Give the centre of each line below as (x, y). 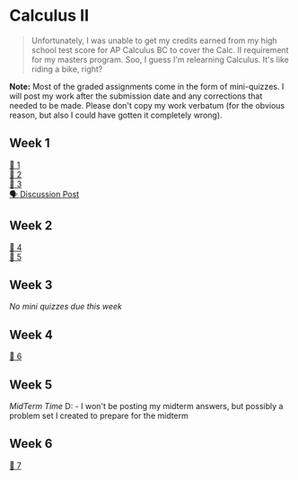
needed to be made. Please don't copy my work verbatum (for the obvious (147, 105)
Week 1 (30, 143)
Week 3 (31, 285)
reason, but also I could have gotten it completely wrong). (116, 115)
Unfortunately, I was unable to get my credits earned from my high (154, 40)
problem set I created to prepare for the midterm (99, 415)
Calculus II (49, 16)
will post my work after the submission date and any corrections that (136, 96)
